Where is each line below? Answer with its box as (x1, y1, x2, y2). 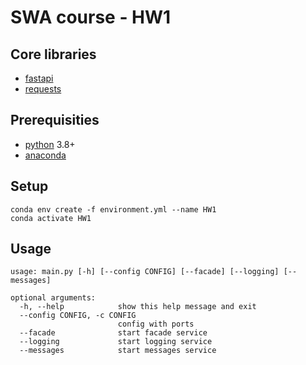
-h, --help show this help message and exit (19, 302, 257, 312)
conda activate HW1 (10, 213, 92, 223)
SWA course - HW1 (10, 6, 172, 29)
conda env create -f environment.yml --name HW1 (10, 204, 217, 215)
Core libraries (10, 46, 97, 63)
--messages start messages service (19, 346, 217, 356)
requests (24, 83, 62, 95)
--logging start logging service (19, 337, 213, 347)
